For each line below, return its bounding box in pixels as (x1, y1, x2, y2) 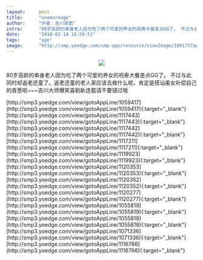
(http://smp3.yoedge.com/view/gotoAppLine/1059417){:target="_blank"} (6, 105, 187, 112)
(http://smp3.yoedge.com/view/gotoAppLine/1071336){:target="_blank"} (6, 234, 187, 241)
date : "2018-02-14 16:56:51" (6, 32, 96, 38)
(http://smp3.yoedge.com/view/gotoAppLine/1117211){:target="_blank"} (6, 144, 183, 151)
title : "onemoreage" (6, 15, 71, 21)
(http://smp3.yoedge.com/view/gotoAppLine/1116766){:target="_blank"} (6, 247, 185, 254)
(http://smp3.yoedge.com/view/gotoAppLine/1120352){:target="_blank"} (6, 182, 187, 190)
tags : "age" (6, 37, 53, 43)
